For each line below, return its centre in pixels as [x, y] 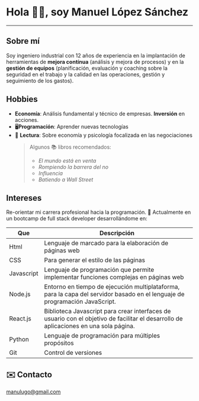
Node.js [20, 294]
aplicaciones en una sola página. [89, 326]
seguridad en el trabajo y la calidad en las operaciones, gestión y [86, 74]
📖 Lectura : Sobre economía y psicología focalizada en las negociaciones [103, 135]
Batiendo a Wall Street [66, 179]
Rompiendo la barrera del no [73, 167]
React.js [20, 319]
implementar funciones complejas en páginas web [114, 277]
